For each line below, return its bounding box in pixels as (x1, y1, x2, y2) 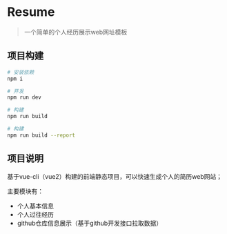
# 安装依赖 (7, 68, 34, 76)
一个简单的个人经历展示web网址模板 (23, 28, 128, 36)
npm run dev (7, 94, 41, 101)
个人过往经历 (17, 210, 54, 218)
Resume (7, 4, 55, 20)
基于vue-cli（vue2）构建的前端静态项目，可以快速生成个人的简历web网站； (7, 172, 223, 180)
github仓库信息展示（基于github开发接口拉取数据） (17, 219, 163, 227)
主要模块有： (7, 187, 43, 195)
